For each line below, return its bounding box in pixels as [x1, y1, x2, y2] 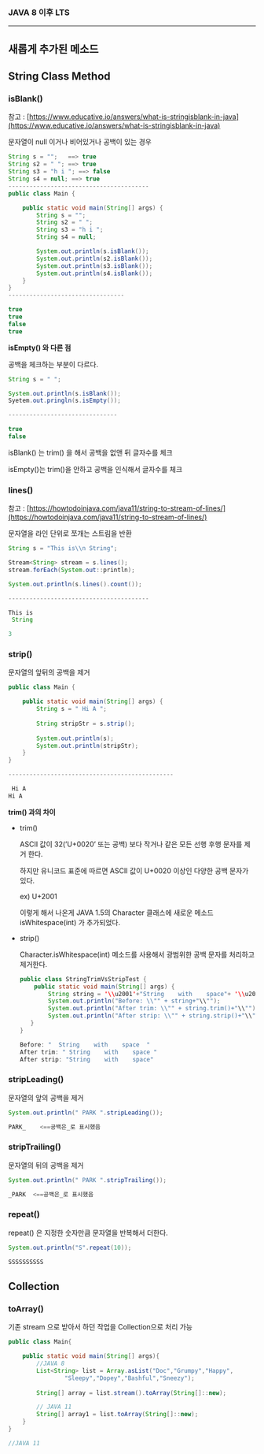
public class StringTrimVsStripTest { [19, 975, 147, 983]
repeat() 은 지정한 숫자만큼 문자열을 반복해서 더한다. [8, 1228, 169, 1237]
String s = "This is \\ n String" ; [8, 545, 118, 552]
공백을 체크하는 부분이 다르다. [8, 359, 99, 369]
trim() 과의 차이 [8, 807, 57, 816]
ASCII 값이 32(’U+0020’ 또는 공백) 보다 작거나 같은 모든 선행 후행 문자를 [19, 839, 243, 849]
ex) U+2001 [19, 891, 57, 901]
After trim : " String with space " [19, 1048, 158, 1056]
